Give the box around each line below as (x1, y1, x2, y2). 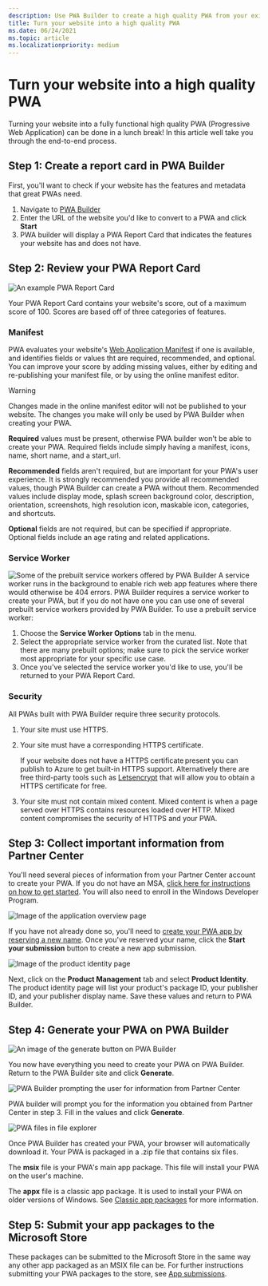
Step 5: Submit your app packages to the (8, 1218, 215, 1232)
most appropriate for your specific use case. (19, 654, 166, 664)
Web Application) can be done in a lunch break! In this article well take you (8, 128, 254, 137)
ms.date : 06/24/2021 (8, 26, 77, 34)
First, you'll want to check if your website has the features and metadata (8, 181, 246, 190)
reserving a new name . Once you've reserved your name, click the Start (8, 935, 246, 945)
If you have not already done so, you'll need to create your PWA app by (8, 927, 242, 936)
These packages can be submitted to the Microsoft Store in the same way (8, 1252, 251, 1262)
